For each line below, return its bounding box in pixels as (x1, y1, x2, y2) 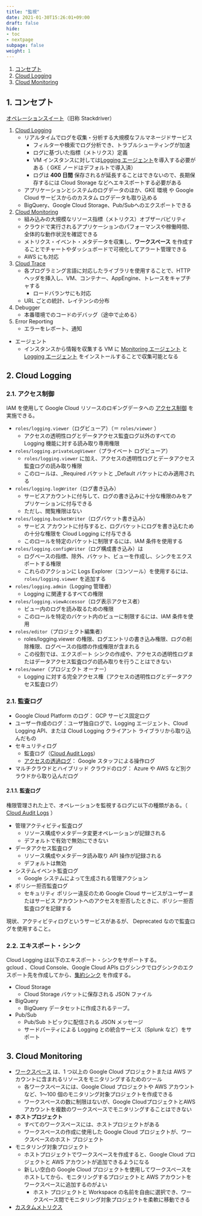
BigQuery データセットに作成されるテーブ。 (23, 1005, 133, 1012)
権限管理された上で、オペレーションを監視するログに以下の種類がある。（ (6, 801, 188, 808)
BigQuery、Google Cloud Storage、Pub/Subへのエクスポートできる (23, 201, 192, 208)
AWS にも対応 (23, 253, 59, 260)
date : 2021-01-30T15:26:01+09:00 (6, 14, 90, 20)
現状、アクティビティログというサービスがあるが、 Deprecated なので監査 (6, 917, 191, 925)
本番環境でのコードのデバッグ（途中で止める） (23, 311, 140, 318)
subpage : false (6, 43, 44, 49)
